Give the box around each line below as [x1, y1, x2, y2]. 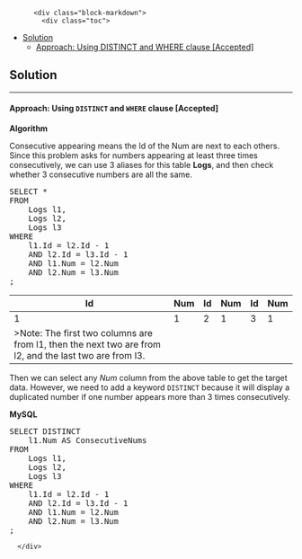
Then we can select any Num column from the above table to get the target [9, 373, 288, 384]
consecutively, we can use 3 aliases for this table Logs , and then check [9, 160, 274, 171]
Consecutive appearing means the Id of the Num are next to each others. [9, 140, 280, 152]
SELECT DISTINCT [9, 427, 81, 437]
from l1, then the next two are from [13, 338, 162, 350]
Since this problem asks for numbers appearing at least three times [9, 150, 258, 161]
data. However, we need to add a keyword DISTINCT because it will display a [9, 382, 290, 393]
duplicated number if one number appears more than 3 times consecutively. [9, 392, 290, 403]
